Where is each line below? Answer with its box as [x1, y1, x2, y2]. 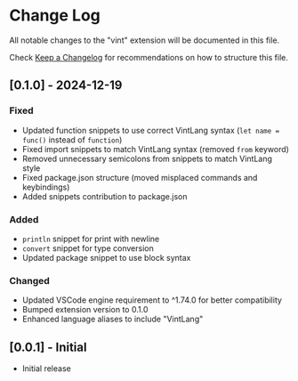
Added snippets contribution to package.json [21, 190, 188, 201]
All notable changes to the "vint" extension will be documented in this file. [9, 35, 280, 45]
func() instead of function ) [21, 134, 123, 145]
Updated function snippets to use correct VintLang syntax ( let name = [21, 125, 280, 135]
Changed [9, 274, 51, 287]
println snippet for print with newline [21, 233, 160, 244]
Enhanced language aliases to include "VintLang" [21, 313, 204, 325]
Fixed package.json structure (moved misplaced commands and [21, 172, 258, 182]
